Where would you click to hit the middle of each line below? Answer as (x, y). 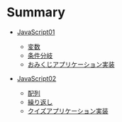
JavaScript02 (37, 78)
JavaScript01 (36, 32)
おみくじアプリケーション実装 (71, 64)
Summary (36, 12)
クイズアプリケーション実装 (68, 111)
